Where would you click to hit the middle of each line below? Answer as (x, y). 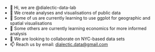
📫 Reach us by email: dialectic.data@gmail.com (59, 44)
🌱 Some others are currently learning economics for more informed (78, 28)
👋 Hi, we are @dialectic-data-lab (43, 8)
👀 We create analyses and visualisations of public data (65, 13)
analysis (18, 34)
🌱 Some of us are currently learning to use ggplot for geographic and (80, 18)
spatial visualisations (31, 23)
